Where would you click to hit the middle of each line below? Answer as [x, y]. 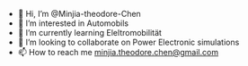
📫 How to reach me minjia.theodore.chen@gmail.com [118, 52]
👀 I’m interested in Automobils [73, 23]
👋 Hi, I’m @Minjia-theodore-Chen [79, 14]
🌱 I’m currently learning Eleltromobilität [89, 33]
